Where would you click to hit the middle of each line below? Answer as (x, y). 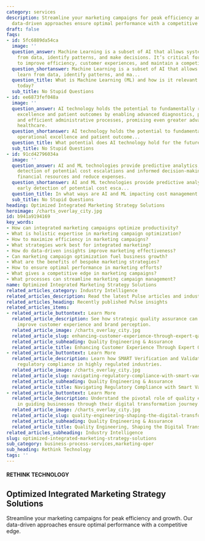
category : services (31, 12)
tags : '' (17, 455)
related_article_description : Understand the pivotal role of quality (103, 399)
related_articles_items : (38, 307)
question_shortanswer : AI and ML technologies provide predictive (98, 183)
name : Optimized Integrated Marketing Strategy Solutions (81, 285)
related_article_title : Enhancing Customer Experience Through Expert (103, 347)
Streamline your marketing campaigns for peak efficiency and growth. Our (100, 518)
